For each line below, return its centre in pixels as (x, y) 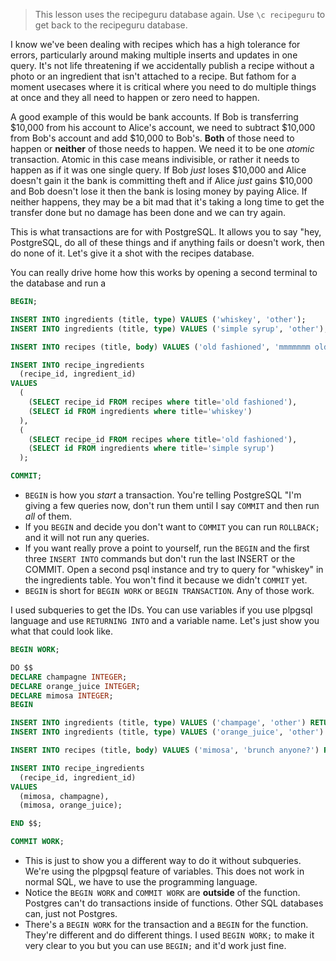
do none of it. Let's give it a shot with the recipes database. (132, 253)
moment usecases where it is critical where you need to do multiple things (163, 87)
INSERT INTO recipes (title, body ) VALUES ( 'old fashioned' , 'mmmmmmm (160, 347)
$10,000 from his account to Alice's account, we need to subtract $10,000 (163, 127)
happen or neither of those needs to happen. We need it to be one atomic (162, 148)
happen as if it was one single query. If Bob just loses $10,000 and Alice (158, 170)
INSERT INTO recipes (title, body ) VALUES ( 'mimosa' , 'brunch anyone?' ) (165, 750)
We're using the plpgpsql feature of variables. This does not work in (164, 871)
